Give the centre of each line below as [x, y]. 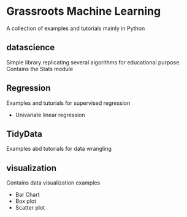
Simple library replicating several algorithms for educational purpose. [93, 62]
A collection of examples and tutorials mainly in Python [76, 28]
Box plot [26, 201]
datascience [31, 48]
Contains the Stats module [40, 69]
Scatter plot [30, 208]
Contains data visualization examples [53, 183]
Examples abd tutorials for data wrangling [59, 149]
